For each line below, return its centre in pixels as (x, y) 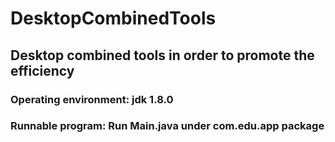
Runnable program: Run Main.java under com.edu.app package (167, 126)
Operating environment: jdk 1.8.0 (92, 99)
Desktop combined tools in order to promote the (162, 55)
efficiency (42, 70)
